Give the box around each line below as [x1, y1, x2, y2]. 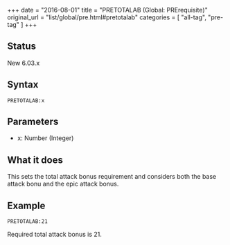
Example [7, 199, 46, 211]
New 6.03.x [7, 59, 40, 67]
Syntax [7, 79, 39, 90]
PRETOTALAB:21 [7, 218, 48, 225]
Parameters [7, 116, 59, 128]
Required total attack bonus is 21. [7, 231, 102, 239]
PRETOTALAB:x [7, 97, 45, 104]
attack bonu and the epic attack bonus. [7, 179, 119, 188]
